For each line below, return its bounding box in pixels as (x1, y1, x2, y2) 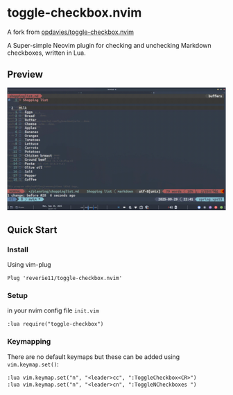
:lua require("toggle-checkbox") (7, 321, 104, 328)
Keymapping (7, 337, 51, 346)
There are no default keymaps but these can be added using (7, 352, 180, 361)
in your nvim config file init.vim (7, 306, 99, 315)
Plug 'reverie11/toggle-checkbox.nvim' (7, 274, 123, 281)
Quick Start (7, 224, 58, 236)
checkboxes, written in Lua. (7, 49, 86, 57)
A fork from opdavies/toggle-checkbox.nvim (7, 28, 134, 36)
